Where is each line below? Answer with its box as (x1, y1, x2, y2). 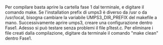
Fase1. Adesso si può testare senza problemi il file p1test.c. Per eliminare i (5, 25, 153, 31)
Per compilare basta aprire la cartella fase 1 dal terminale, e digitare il (5, 4, 144, 10)
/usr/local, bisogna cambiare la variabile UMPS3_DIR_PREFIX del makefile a (5, 15, 158, 20)
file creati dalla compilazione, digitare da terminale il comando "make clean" (5, 30, 159, 36)
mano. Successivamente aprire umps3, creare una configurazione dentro (5, 20, 153, 25)
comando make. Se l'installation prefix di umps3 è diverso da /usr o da (5, 9, 147, 15)
